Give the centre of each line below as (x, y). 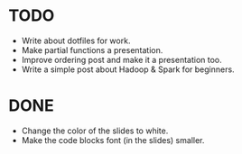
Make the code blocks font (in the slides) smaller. (113, 140)
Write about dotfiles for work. (76, 41)
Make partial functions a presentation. (92, 50)
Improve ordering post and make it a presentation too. (121, 59)
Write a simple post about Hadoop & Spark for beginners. (128, 69)
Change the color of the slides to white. (95, 131)
